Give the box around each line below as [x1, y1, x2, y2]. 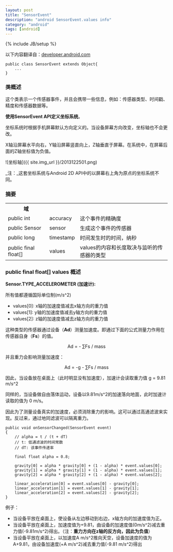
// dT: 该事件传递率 [14, 446, 54, 451]
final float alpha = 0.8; [14, 454, 71, 459]
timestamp [49, 234, 75, 241]
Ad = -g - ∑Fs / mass [64, 364, 109, 370]
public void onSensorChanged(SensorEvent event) [5, 425, 112, 431]
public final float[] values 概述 [5, 268, 81, 275]
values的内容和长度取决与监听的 [79, 244, 158, 251]
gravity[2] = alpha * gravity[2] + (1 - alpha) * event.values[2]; [14, 472, 162, 477]
